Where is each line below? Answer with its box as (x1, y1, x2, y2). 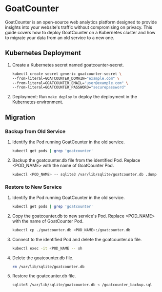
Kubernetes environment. (12, 99, 63, 105)
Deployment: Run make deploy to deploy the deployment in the (12, 94, 138, 100)
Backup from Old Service (5, 128, 66, 135)
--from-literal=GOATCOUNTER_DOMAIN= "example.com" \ (12, 76, 120, 81)
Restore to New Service (5, 183, 62, 190)
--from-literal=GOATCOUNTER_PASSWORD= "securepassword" (12, 85, 126, 90)
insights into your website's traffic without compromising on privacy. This (5, 24, 152, 30)
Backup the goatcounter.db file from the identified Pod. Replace (12, 157, 141, 163)
